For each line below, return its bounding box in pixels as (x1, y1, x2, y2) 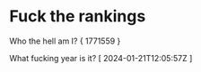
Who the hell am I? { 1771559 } (9, 36, 121, 46)
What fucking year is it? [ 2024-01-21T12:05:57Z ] (9, 52, 193, 63)
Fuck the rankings (9, 6, 146, 27)
